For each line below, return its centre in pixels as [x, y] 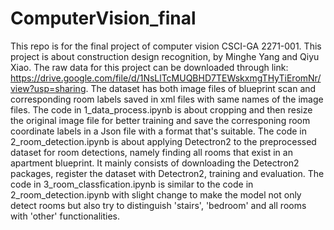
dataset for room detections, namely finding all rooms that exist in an [151, 152]
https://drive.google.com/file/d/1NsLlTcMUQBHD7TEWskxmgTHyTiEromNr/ [166, 78]
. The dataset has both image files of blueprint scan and [201, 88]
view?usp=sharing [48, 88]
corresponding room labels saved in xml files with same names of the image [167, 99]
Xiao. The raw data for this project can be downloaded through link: [149, 67]
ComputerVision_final [103, 18]
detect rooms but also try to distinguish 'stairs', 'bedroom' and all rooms [158, 205]
